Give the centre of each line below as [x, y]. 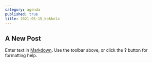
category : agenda [23, 10]
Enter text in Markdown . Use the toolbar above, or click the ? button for [76, 50]
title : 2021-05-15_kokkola [32, 19]
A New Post [23, 38]
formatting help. [21, 55]
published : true [21, 14]
